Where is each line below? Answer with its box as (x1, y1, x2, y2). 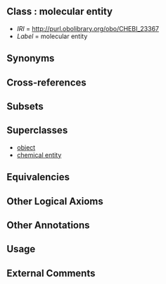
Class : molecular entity (6, 6, 113, 18)
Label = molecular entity (16, 32, 88, 40)
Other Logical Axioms (6, 195, 103, 207)
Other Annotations (6, 219, 90, 231)
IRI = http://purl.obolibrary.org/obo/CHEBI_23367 (16, 24, 160, 32)
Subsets (6, 100, 44, 112)
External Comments (6, 267, 96, 279)
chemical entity (16, 150, 62, 159)
